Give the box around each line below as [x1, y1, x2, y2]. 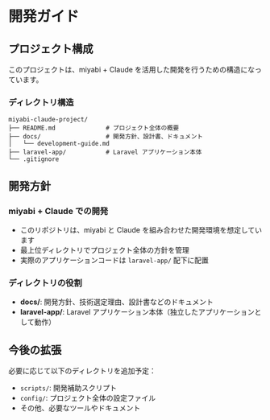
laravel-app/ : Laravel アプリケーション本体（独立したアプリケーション [19, 307, 255, 317]
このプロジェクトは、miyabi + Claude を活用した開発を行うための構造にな [8, 65, 255, 74]
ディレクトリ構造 [8, 97, 74, 108]
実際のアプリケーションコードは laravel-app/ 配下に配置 [19, 255, 210, 265]
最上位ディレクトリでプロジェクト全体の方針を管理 [19, 245, 189, 254]
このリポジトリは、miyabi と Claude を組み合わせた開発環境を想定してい [19, 224, 262, 234]
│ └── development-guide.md [8, 140, 110, 148]
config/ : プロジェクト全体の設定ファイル [19, 393, 156, 403]
